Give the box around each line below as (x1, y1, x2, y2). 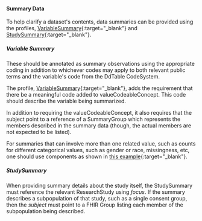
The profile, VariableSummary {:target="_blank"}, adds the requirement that (6, 85, 193, 92)
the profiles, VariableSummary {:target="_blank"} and (6, 25, 137, 32)
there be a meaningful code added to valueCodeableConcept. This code (6, 91, 186, 98)
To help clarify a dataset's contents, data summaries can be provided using (6, 18, 194, 25)
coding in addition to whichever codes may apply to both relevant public (6, 66, 186, 74)
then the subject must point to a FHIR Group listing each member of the (6, 201, 184, 208)
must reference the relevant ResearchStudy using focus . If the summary (6, 188, 186, 196)
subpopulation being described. (6, 208, 86, 215)
